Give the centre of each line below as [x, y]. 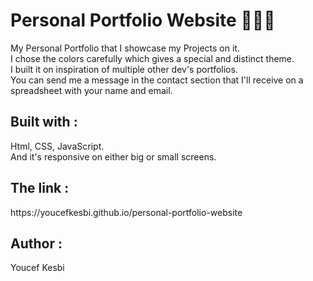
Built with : [44, 122]
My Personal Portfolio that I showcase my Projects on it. [125, 48]
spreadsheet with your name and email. [91, 90]
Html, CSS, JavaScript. [57, 146]
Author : [36, 243]
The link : [40, 188]
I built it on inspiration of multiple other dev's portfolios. [124, 69]
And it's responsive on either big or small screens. [113, 156]
